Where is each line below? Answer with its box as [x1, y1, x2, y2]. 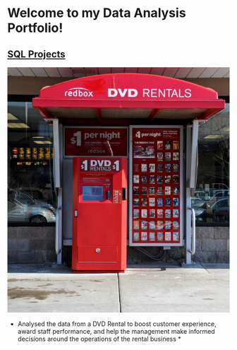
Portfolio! [7, 20, 63, 36]
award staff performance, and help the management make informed [17, 327, 215, 336]
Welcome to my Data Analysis [7, 5, 186, 21]
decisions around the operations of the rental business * [17, 334, 181, 344]
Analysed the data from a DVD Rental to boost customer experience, [17, 320, 217, 328]
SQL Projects [7, 48, 66, 60]
